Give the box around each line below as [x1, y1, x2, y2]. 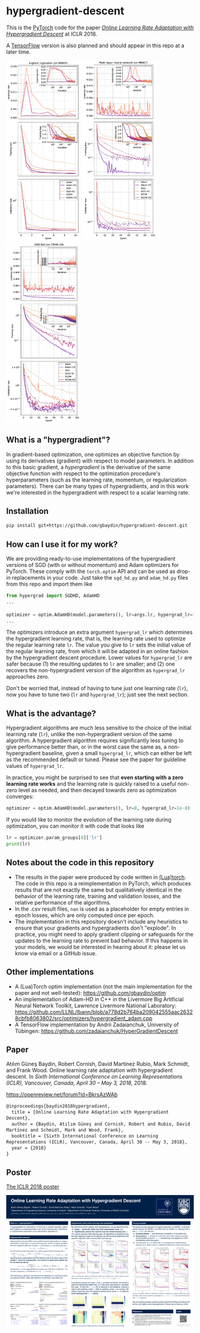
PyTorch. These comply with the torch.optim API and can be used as [6, 568, 176, 575]
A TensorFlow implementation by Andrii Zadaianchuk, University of [14, 1021, 179, 1028]
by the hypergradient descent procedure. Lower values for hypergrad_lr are [6, 654, 192, 661]
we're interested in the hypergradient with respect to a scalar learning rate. [6, 489, 190, 496]
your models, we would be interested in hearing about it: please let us [14, 943, 186, 951]
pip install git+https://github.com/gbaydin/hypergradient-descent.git [6, 523, 187, 529]
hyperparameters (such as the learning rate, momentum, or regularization [6, 476, 187, 483]
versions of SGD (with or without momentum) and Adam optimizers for [6, 562, 179, 569]
